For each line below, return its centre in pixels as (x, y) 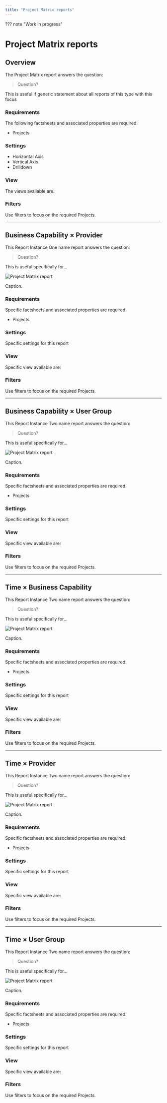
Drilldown (22, 167)
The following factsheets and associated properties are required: (72, 123)
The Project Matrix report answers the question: (54, 74)
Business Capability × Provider (54, 235)
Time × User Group (35, 940)
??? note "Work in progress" (34, 24)
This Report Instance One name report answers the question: (68, 247)
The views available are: (30, 191)
